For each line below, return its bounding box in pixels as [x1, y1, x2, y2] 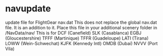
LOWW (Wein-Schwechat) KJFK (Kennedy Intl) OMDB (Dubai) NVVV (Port [5, 40, 158, 46]
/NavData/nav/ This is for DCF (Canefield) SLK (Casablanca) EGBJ [5, 30, 141, 36]
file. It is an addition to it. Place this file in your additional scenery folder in [5, 24, 157, 30]
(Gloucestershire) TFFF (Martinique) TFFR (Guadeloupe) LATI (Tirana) [5, 35, 149, 41]
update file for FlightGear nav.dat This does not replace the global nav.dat [5, 19, 157, 25]
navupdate [5, 3, 51, 14]
